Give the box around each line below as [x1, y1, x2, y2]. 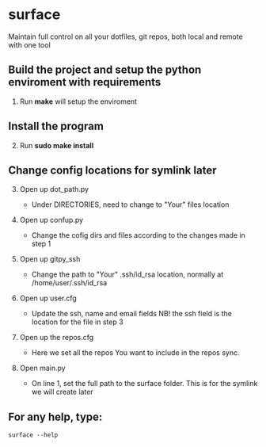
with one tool [8, 40, 51, 49]
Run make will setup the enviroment [19, 97, 137, 106]
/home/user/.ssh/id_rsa [31, 278, 108, 288]
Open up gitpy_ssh [19, 254, 81, 264]
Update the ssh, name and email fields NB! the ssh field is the [31, 309, 232, 319]
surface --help [8, 431, 59, 439]
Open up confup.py [19, 216, 84, 225]
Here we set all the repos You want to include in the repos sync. [31, 348, 240, 357]
